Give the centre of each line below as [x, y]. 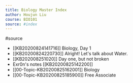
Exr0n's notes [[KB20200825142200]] [53, 64]
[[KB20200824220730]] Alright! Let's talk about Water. [70, 54]
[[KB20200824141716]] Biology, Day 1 [52, 48]
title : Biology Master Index [36, 10]
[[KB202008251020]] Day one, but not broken [61, 59]
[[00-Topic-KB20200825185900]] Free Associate [64, 75]
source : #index [21, 24]
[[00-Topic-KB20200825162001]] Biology [56, 70]
